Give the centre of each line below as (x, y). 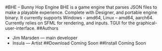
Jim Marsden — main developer (45, 38)
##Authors (47, 28)
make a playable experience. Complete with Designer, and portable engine (81, 12)
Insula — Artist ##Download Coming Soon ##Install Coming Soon (79, 43)
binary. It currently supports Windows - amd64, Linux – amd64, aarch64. (79, 18)
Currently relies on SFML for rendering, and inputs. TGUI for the (70, 23)
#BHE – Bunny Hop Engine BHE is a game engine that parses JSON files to (81, 7)
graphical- (147, 23)
